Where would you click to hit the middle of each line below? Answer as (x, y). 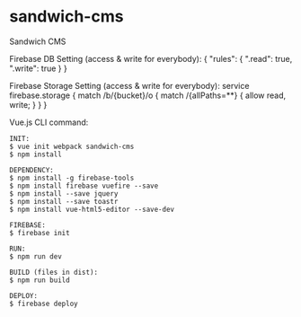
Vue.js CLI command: (49, 122)
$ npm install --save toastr (64, 201)
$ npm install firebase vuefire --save (84, 186)
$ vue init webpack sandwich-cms (72, 146)
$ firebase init (40, 233)
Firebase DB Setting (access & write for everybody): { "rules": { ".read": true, (151, 58)
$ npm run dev (36, 256)
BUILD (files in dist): (54, 272)
